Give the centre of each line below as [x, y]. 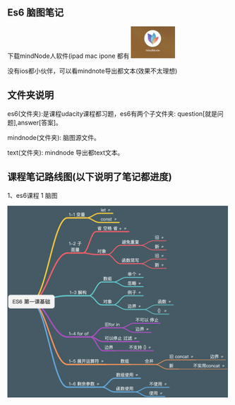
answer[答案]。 [40, 122]
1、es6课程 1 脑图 [32, 195]
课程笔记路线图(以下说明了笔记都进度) [90, 177]
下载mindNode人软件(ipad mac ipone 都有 [68, 56]
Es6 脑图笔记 [36, 13]
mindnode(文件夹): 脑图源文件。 [54, 137]
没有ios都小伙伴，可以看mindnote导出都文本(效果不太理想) [92, 71]
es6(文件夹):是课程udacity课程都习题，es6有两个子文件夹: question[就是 [112, 113]
